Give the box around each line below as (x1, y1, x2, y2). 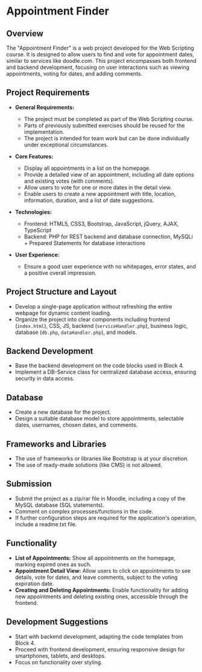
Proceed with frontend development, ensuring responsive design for (14, 645, 185, 653)
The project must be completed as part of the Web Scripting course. (24, 115, 194, 122)
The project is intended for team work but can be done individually (24, 134, 190, 142)
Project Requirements (6, 88, 90, 98)
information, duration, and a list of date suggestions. (24, 197, 154, 204)
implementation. (24, 128, 65, 135)
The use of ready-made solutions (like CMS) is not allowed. (14, 462, 163, 469)
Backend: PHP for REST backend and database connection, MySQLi (24, 233, 193, 240)
